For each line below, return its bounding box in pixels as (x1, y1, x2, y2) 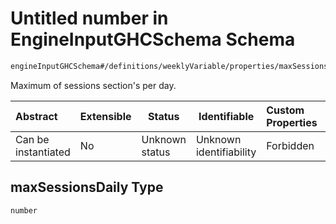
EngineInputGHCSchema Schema (10, 28, 296, 51)
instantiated (15, 145, 71, 159)
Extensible (79, 109, 132, 123)
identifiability (195, 145, 257, 159)
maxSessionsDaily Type (10, 179, 164, 196)
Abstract (15, 109, 58, 123)
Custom (266, 103, 305, 117)
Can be (15, 132, 50, 146)
